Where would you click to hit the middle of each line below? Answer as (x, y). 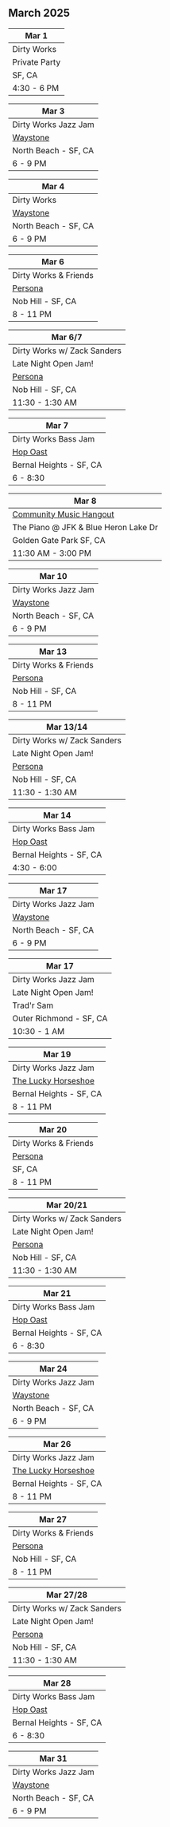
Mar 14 (57, 815)
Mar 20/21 (67, 1205)
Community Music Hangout (64, 514)
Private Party (37, 61)
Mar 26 (57, 1444)
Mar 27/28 (67, 1595)
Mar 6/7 (67, 337)
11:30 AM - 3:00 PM (52, 553)
